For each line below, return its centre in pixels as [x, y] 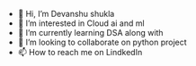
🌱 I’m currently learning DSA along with [90, 33]
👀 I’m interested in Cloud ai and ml [81, 23]
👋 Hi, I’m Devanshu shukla [66, 14]
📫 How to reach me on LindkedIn [80, 52]
